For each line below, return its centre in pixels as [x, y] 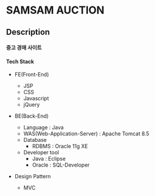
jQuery [31, 105]
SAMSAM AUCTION [55, 10]
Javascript [36, 98]
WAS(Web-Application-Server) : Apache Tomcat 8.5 [86, 134]
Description [28, 32]
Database [35, 140]
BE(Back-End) [31, 116]
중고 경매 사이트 [24, 48]
